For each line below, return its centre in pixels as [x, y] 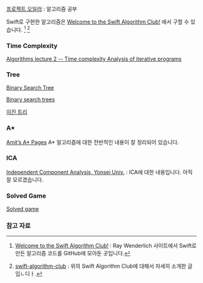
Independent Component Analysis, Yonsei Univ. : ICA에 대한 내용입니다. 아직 [99, 172]
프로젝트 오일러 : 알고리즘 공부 [42, 9]
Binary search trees [31, 99]
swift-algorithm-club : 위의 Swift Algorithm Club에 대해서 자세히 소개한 [100, 266]
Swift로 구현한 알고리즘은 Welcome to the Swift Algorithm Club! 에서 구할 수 [98, 22]
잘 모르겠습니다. [25, 179]
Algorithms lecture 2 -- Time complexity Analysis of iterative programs [94, 59]
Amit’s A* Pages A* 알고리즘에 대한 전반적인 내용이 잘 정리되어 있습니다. [93, 142]
